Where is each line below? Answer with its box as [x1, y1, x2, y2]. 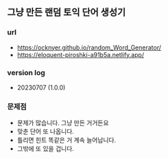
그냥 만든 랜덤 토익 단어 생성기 [7, 6, 126, 19]
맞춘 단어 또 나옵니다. [16, 127, 74, 136]
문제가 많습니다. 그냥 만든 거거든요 [16, 119, 109, 127]
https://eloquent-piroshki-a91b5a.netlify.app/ [16, 50, 145, 59]
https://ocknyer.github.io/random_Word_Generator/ [16, 43, 161, 52]
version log [7, 67, 46, 77]
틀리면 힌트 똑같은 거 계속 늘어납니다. [16, 136, 117, 145]
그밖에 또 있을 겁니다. [16, 145, 74, 153]
